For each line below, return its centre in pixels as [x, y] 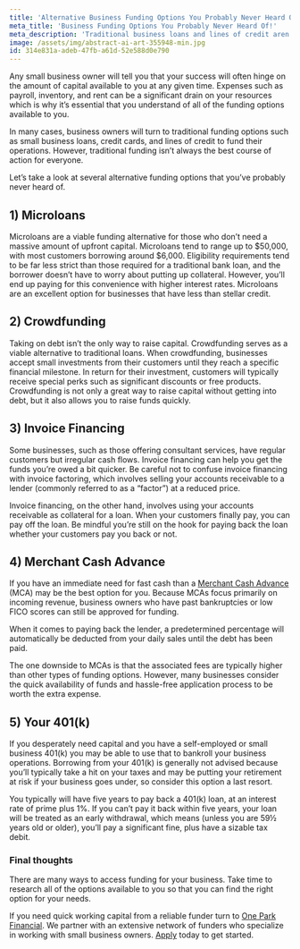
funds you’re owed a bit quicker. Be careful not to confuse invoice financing [148, 469]
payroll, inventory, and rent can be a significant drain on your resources [141, 96]
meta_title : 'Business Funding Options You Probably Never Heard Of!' [143, 26]
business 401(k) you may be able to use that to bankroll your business [138, 753]
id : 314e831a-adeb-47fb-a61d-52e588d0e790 [89, 51]
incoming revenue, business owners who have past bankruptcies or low [142, 602]
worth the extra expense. [55, 694]
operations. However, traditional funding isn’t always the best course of [141, 151]
